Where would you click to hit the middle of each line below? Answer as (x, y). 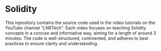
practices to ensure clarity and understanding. (52, 43)
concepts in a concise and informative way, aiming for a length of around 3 (80, 33)
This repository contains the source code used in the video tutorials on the (80, 23)
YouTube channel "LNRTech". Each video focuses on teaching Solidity (76, 27)
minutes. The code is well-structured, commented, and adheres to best (77, 38)
